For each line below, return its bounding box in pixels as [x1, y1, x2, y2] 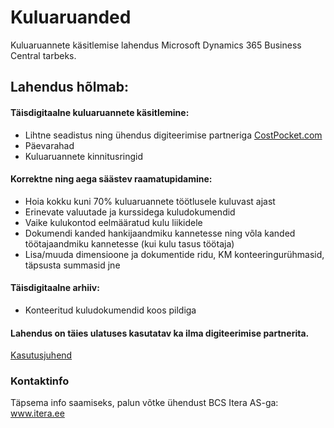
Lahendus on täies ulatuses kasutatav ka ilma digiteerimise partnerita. [10, 327, 310, 339]
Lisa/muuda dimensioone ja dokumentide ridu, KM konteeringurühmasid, [24, 248, 325, 260]
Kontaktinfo [10, 374, 70, 388]
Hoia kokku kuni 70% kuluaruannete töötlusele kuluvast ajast [24, 195, 276, 207]
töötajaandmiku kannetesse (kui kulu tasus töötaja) [24, 237, 235, 250]
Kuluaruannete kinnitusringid [24, 150, 144, 162]
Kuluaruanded [10, 6, 132, 29]
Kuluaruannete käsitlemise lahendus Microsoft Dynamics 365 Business [10, 39, 302, 51]
